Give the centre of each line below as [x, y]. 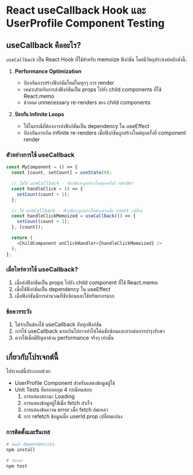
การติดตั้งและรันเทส [28, 432]
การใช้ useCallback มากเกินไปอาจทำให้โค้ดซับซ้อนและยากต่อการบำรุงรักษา [90, 331]
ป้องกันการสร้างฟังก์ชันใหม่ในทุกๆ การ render [69, 83]
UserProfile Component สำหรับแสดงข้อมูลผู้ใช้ [65, 382]
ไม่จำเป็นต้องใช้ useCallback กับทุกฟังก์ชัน [58, 324]
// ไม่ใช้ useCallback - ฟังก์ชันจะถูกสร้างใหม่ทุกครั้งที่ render [73, 184]
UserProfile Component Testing [86, 23]
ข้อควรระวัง [19, 311]
